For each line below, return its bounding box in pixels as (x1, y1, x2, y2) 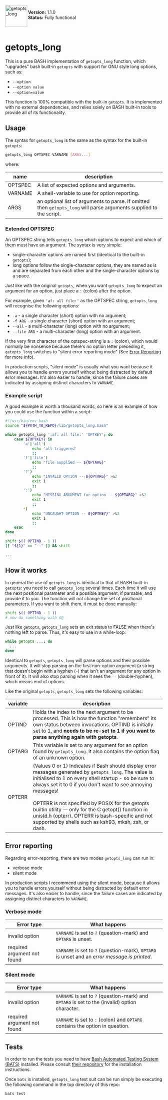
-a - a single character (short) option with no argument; (12, 312, 126, 318)
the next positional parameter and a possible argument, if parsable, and (5, 590, 152, 596)
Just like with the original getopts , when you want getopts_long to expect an (5, 282, 162, 288)
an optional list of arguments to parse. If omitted (37, 197, 150, 204)
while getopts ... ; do (5, 639, 52, 644)
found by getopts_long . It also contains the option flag (32, 748, 159, 755)
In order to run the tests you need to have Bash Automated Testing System (5, 1056, 159, 1062)
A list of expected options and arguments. (37, 181, 135, 188)
